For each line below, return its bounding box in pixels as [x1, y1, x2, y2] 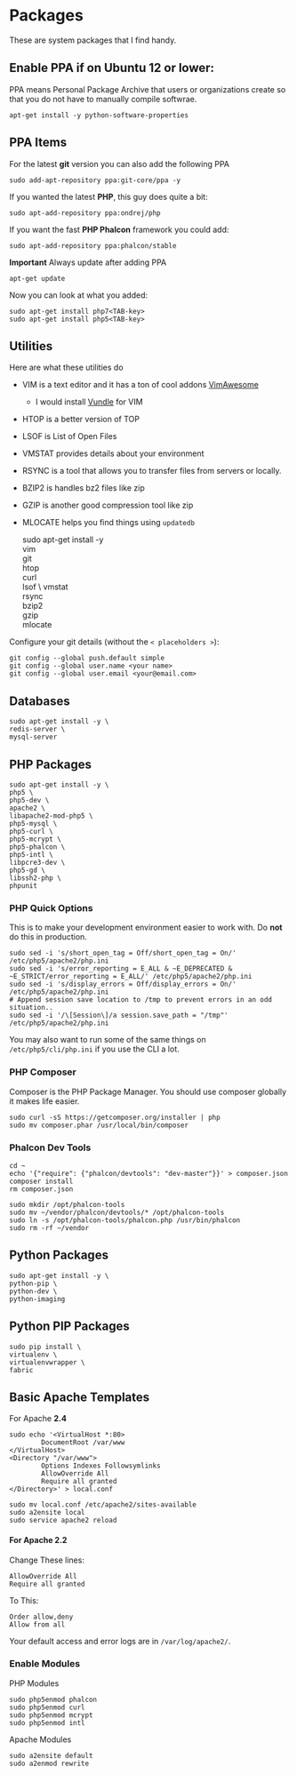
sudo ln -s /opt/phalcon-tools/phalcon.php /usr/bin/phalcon [9, 1215, 241, 1225]
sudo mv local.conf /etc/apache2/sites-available [9, 1500, 197, 1509]
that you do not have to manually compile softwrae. [9, 93, 197, 104]
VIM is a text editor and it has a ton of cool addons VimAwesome [21, 380, 260, 390]
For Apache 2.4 [9, 1413, 67, 1424]
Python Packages [9, 1248, 109, 1263]
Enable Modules [9, 1658, 81, 1670]
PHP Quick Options [9, 901, 93, 914]
